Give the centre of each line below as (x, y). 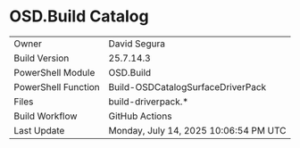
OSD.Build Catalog (79, 16)
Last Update (39, 130)
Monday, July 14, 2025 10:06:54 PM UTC (197, 130)
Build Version (42, 58)
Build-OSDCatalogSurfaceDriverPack (187, 86)
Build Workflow (46, 116)
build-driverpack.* (149, 102)
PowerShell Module (54, 72)
